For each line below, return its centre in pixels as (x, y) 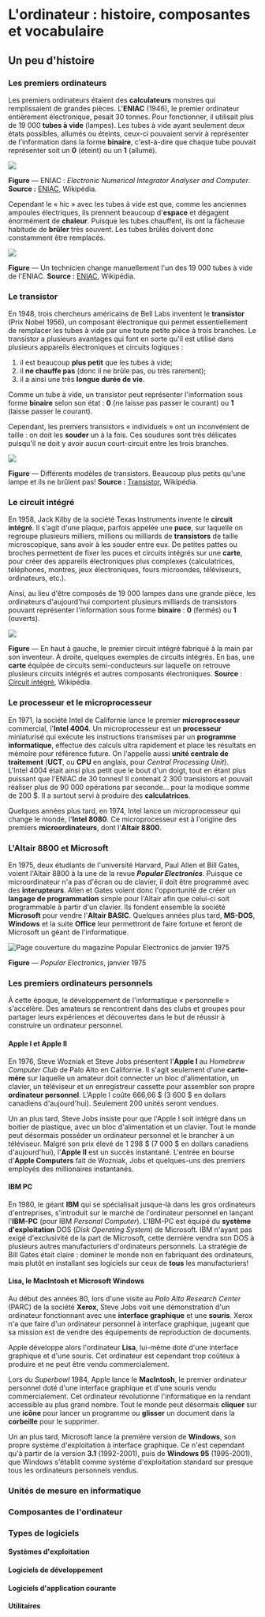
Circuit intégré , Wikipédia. (50, 682)
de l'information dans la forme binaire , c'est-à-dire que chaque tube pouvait (132, 142)
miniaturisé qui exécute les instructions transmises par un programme (122, 736)
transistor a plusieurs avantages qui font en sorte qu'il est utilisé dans (121, 339)
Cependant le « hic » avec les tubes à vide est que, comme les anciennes (127, 204)
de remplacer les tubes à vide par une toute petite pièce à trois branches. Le (132, 331)
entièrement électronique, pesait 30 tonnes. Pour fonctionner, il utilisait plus (131, 117)
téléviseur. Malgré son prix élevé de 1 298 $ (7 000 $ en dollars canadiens (128, 1144)
